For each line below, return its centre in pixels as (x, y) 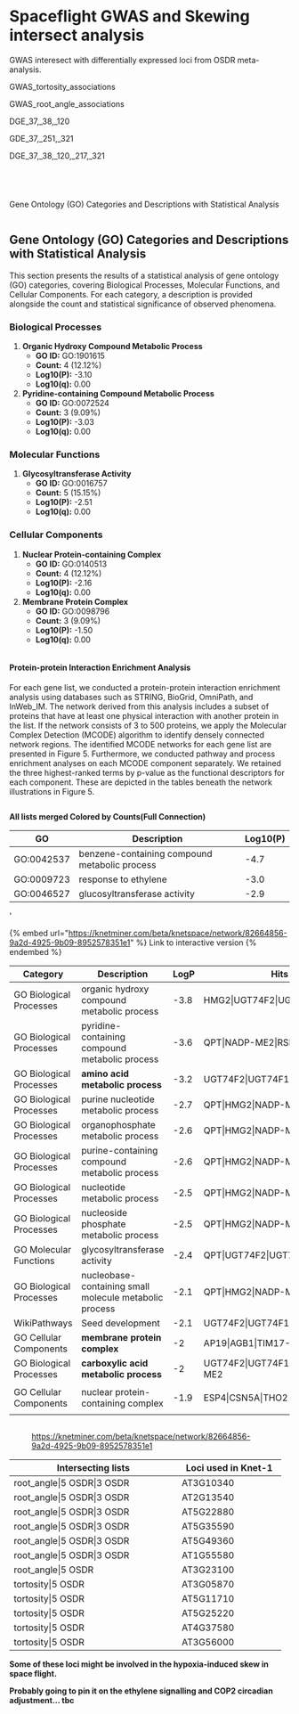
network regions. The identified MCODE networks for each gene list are (141, 744)
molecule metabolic (122, 1297)
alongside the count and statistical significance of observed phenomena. (143, 304)
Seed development (121, 1323)
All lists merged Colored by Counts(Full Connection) (108, 816)
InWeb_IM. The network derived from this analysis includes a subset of (139, 706)
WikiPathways (43, 1323)
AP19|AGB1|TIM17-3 (250, 1343)
